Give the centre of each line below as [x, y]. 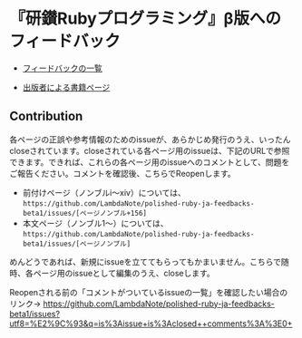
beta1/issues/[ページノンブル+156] [85, 213]
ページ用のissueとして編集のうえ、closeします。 [124, 273]
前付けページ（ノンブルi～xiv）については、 [104, 192]
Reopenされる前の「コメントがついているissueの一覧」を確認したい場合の [149, 292]
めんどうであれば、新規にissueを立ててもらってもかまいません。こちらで [146, 261]
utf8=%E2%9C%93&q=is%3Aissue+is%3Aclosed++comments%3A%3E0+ [151, 324]
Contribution [46, 116]
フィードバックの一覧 [62, 68]
